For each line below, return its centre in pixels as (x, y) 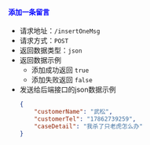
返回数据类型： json (51, 50)
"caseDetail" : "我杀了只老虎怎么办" (89, 126)
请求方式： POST (44, 41)
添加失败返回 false (62, 80)
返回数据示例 (40, 60)
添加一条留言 (29, 12)
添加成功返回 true (60, 70)
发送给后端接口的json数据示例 (68, 89)
